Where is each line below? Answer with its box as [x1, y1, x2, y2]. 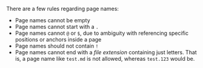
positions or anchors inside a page [15, 36, 102, 43]
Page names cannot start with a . [15, 23, 99, 30]
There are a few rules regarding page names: [6, 5, 119, 12]
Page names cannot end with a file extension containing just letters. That [15, 49, 197, 56]
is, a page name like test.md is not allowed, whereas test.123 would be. [15, 55, 195, 62]
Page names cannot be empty [15, 17, 91, 23]
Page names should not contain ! [15, 42, 99, 49]
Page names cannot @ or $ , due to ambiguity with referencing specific [15, 29, 189, 37]
